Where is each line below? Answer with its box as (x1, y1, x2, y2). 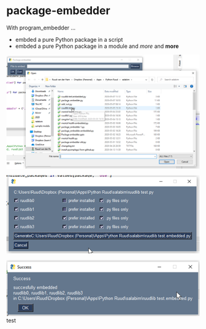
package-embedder (6, 4, 110, 18)
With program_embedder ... (6, 24, 76, 31)
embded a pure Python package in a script (15, 36, 123, 43)
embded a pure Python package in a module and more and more (15, 42, 179, 50)
